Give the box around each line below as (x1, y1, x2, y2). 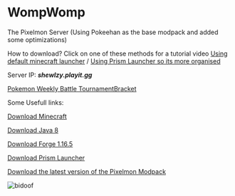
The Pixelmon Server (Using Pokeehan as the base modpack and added (7, 28, 219, 36)
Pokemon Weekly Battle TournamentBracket (7, 84, 137, 93)
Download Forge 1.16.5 (7, 140, 73, 148)
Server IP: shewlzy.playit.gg (7, 71, 93, 79)
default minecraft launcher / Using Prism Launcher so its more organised (7, 56, 221, 65)
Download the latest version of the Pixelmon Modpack (7, 167, 166, 175)
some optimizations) (7, 35, 68, 43)
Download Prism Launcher (7, 153, 85, 162)
